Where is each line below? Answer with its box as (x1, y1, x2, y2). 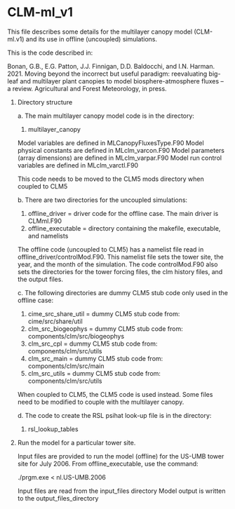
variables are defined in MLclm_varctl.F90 (17, 161, 139, 169)
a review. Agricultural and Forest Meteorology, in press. (7, 84, 167, 93)
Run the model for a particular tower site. (17, 438, 136, 447)
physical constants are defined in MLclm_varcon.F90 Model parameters (17, 146, 224, 154)
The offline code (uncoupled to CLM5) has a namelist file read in (17, 245, 204, 253)
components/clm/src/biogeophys (27, 332, 125, 340)
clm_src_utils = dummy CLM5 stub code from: (27, 369, 161, 377)
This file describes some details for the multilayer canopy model (7, 27, 193, 36)
